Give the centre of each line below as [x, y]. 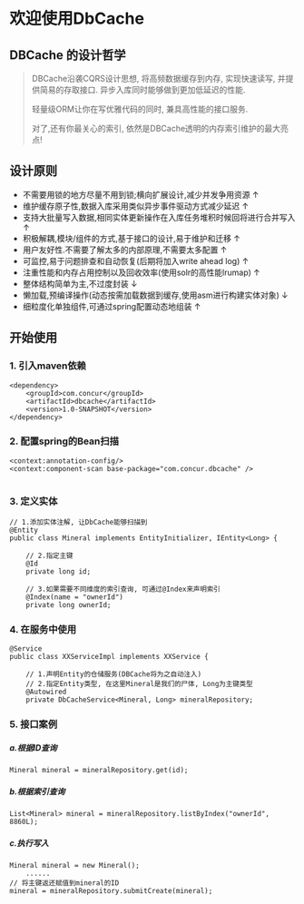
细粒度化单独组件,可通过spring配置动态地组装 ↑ [112, 306]
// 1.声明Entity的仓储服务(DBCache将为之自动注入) [114, 674]
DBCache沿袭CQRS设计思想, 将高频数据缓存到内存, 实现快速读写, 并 [158, 79]
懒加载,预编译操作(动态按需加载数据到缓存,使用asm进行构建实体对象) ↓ [155, 295]
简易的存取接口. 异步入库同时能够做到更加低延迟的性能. [142, 90]
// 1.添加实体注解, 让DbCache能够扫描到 [78, 523]
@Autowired [46, 692]
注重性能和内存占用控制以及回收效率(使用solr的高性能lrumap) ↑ [141, 272]
